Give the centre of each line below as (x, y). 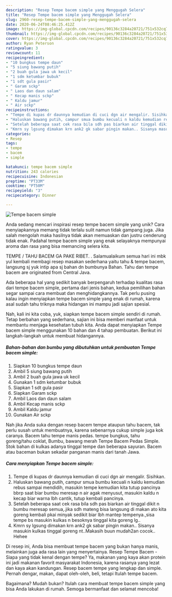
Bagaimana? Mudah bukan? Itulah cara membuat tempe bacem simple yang (85, 583)
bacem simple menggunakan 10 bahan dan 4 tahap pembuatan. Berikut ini (84, 330)
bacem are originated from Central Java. (48, 272)
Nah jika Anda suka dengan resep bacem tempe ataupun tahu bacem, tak (83, 424)
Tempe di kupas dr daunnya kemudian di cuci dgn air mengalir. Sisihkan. (89, 476)
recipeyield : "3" (24, 191)
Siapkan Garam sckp (35, 393)
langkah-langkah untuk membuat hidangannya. (55, 335)
